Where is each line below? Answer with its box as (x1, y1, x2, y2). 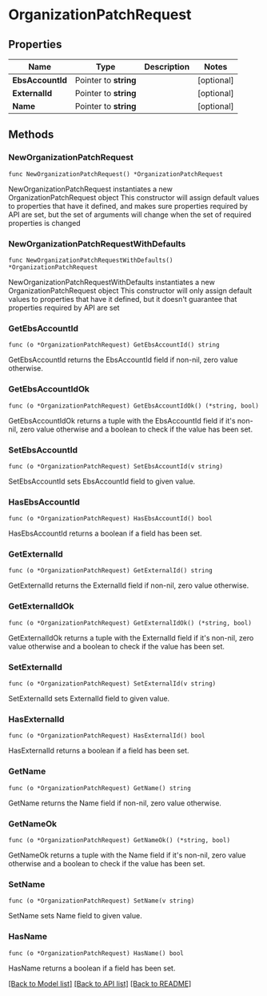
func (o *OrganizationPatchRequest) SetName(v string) (8, 897, 195, 906)
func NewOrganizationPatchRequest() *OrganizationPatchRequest (8, 170, 224, 178)
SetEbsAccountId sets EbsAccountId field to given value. (8, 476, 196, 486)
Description (143, 62, 190, 72)
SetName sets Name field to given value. (8, 911, 142, 921)
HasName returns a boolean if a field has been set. (8, 963, 176, 973)
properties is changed (8, 218, 82, 227)
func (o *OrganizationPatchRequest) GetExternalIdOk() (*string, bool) (8, 619, 252, 627)
